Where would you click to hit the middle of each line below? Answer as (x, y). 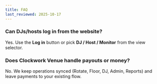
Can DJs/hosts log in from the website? (54, 32)
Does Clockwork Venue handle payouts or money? (68, 60)
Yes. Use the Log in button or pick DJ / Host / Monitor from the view (75, 42)
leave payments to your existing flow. (43, 77)
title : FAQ (16, 10)
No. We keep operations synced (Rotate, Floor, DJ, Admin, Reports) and (79, 71)
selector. (14, 47)
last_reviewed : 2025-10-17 (33, 14)
